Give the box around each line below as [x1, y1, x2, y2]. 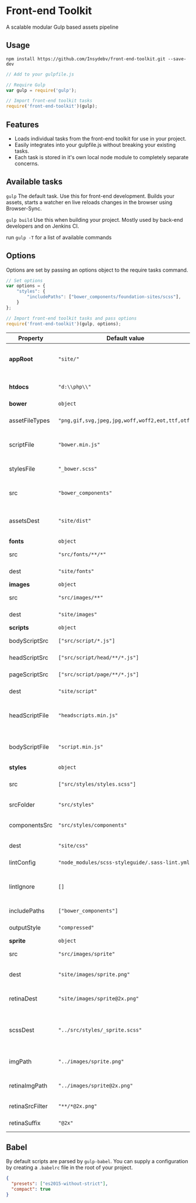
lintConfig [9, 858, 36, 866]
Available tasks [6, 177, 63, 187]
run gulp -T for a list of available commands [6, 234, 112, 241]
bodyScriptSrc [9, 636, 48, 645]
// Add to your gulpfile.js [6, 71, 75, 77]
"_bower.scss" [58, 465, 97, 472]
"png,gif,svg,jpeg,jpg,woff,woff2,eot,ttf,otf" [58, 417, 193, 424]
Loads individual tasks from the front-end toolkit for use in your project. [14, 135, 187, 142]
